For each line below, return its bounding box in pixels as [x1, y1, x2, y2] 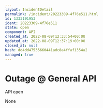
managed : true [5, 52, 34, 57]
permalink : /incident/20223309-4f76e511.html [5, 12, 98, 16]
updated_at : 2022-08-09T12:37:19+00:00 [5, 39, 86, 44]
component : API [5, 30, 36, 34]
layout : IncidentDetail [5, 7, 53, 12]
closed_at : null [5, 43, 38, 48]
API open [5, 89, 23, 95]
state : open [5, 25, 29, 30]
